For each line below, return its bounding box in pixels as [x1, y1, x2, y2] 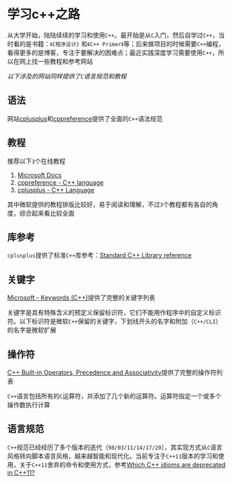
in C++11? [7, 468, 35, 477]
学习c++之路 [7, 6, 80, 22]
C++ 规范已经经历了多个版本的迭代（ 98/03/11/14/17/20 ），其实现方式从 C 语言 [7, 442, 223, 451]
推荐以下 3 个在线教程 [7, 157, 66, 165]
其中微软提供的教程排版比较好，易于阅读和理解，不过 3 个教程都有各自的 [7, 200, 213, 209]
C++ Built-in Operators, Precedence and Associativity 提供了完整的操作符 [7, 368, 217, 377]
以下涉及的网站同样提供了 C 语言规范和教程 [7, 71, 127, 80]
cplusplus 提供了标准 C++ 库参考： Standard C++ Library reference [7, 251, 192, 260]
